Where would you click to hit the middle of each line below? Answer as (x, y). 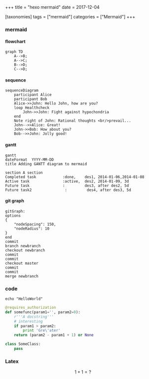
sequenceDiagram (22, 91)
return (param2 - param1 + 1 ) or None (54, 335)
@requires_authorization (31, 308)
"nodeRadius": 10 (32, 229)
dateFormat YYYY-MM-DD (30, 160)
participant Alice (33, 95)
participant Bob (31, 99)
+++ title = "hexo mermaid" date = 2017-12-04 (52, 7)
